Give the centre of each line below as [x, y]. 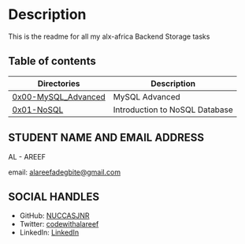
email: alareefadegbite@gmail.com [64, 172]
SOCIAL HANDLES [54, 196]
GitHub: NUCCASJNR [54, 216]
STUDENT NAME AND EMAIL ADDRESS [106, 138]
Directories [59, 83]
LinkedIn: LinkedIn [49, 233]
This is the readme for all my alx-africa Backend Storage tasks [109, 36]
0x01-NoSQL [38, 110]
